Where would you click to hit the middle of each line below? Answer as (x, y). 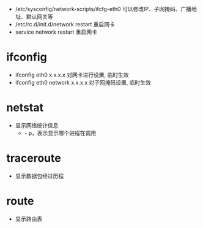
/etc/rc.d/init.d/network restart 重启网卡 (65, 24)
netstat (25, 108)
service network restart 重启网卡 (56, 32)
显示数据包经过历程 (39, 176)
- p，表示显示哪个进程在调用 (60, 133)
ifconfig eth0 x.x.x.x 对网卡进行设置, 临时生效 (72, 75)
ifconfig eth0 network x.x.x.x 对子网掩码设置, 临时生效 (83, 82)
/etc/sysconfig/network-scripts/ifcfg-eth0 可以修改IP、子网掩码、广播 (103, 9)
